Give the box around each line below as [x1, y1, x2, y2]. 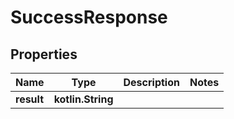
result [15, 92, 45, 106]
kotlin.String [53, 92, 114, 106]
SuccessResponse [10, 6, 168, 29]
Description [123, 76, 180, 89]
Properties [10, 46, 78, 63]
